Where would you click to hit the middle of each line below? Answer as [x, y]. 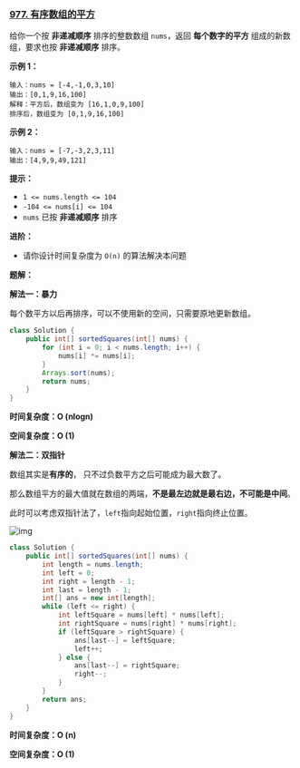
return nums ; [67, 381]
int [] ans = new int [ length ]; [99, 598]
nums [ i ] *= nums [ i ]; [97, 355]
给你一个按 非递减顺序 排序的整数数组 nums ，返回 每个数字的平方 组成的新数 [150, 36]
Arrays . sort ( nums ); [79, 373]
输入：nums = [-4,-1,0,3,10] [63, 85]
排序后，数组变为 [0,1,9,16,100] [67, 114]
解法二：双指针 [37, 455]
